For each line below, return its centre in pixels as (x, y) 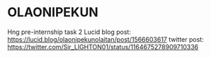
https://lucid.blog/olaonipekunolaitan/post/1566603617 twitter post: (105, 39)
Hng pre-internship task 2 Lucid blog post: (69, 32)
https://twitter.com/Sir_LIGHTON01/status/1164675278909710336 (103, 47)
